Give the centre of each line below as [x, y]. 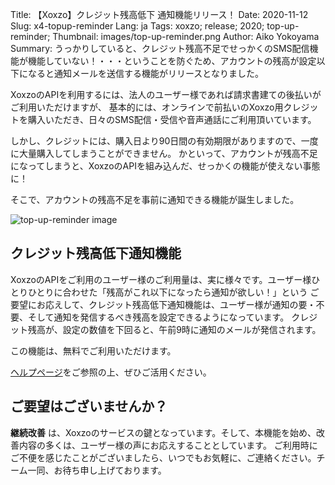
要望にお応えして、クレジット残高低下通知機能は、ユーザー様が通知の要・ [163, 304]
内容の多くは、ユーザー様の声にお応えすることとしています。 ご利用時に [168, 445]
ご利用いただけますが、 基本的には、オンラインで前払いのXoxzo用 [147, 107]
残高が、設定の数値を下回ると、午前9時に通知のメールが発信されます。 [174, 329]
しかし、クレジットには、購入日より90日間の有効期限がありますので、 [156, 141]
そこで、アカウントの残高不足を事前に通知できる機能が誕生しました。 [155, 199]
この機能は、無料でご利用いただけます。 [93, 350]
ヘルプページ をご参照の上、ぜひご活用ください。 [111, 372]
